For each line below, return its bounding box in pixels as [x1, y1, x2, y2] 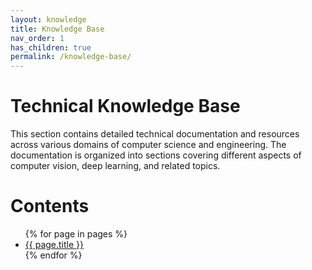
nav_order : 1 [10, 33, 65, 43]
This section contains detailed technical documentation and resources [10, 128, 300, 140]
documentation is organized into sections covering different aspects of [10, 149, 302, 161]
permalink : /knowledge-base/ [10, 52, 132, 62]
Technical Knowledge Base [10, 95, 241, 118]
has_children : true [10, 42, 92, 53]
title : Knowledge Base [10, 24, 105, 34]
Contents [10, 195, 90, 218]
